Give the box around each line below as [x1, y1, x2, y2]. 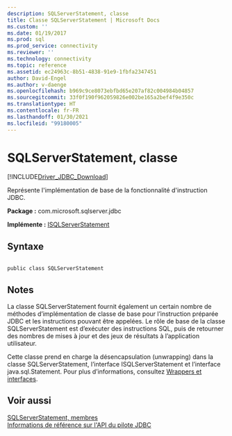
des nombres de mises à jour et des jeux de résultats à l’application [7, 332, 200, 340]
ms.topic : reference [7, 62, 67, 69]
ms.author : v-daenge [7, 81, 67, 88]
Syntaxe [7, 240, 44, 252]
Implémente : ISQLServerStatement [7, 220, 110, 229]
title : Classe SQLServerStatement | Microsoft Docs [7, 17, 160, 24]
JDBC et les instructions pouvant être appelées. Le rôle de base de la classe [7, 317, 226, 326]
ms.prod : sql [7, 36, 45, 43]
